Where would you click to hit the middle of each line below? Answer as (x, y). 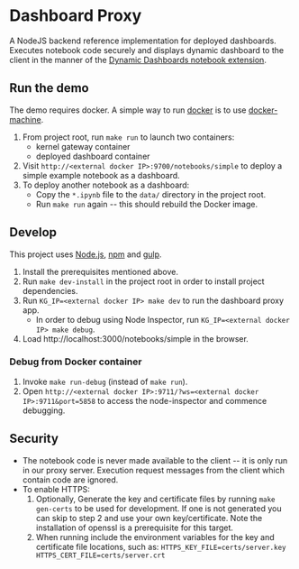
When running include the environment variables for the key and (155, 537)
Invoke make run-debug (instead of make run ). (105, 381)
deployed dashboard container (93, 156)
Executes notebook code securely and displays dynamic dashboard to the (147, 50)
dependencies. (50, 290)
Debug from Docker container (76, 362)
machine (26, 119)
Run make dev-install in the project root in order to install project (143, 281)
